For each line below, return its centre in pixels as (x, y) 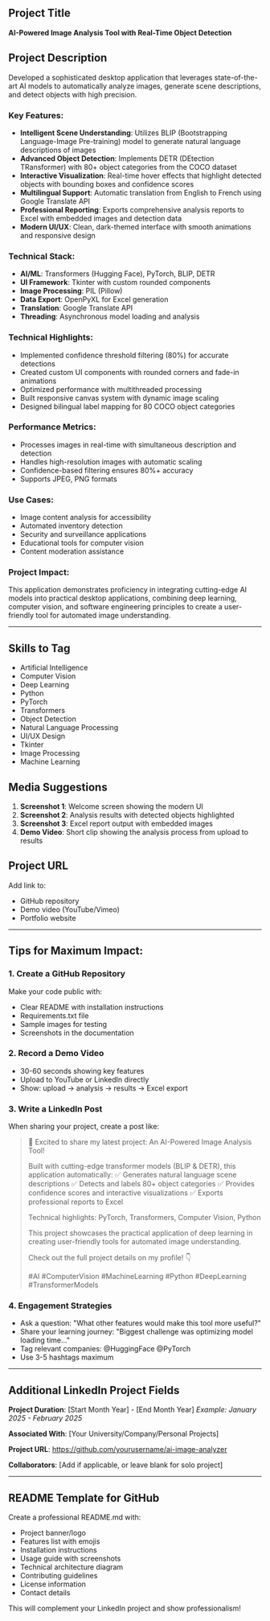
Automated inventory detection (71, 526)
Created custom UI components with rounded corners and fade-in (129, 372)
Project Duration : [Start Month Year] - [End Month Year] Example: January (133, 1410)
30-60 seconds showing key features (82, 1070)
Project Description (58, 58)
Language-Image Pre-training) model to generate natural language (130, 141)
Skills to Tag (39, 648)
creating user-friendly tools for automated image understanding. (135, 1242)
